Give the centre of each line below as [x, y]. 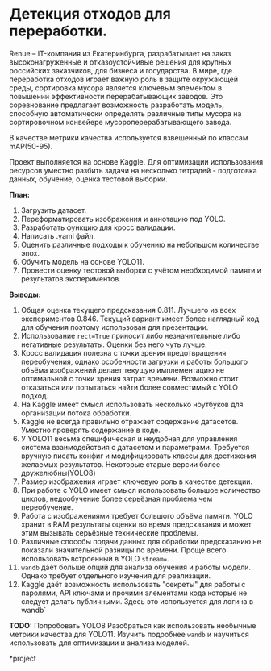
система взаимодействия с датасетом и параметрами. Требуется [135, 447]
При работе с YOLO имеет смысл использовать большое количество [140, 490]
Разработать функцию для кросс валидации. [98, 227]
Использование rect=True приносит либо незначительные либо [131, 335]
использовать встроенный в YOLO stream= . [95, 558]
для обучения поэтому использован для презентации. [115, 327]
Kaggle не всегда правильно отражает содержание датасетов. [129, 421]
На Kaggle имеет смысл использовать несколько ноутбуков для [132, 404]
